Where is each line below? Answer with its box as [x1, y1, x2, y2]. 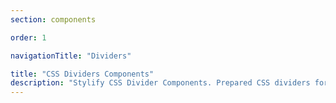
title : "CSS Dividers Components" [10, 69, 155, 79]
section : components [10, 14, 97, 25]
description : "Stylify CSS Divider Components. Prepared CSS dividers [10, 78, 311, 88]
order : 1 [10, 32, 47, 43]
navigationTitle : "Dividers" [10, 51, 132, 61]
